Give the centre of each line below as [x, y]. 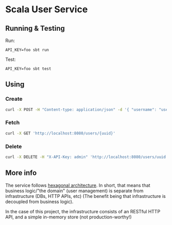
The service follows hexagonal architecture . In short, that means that [78, 185]
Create [14, 99]
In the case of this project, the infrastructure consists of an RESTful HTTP [83, 211]
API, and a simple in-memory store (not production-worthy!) [69, 217]
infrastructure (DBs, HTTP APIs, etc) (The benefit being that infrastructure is [85, 196]
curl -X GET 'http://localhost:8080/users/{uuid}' [60, 133]
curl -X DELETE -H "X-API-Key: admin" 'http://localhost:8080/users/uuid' [87, 157]
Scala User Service [47, 9]
